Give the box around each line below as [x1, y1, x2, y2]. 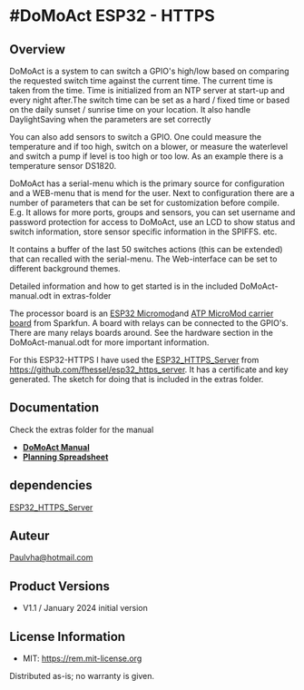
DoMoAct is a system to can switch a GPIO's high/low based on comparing [9, 65, 289, 76]
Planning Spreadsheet [22, 451, 109, 462]
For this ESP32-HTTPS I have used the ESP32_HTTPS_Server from [9, 355, 260, 365]
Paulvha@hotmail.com [9, 552, 93, 563]
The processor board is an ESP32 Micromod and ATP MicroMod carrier [9, 308, 274, 319]
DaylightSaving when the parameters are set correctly [9, 114, 211, 124]
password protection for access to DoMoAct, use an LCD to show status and [9, 217, 296, 227]
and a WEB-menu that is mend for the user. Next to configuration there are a [9, 188, 295, 198]
